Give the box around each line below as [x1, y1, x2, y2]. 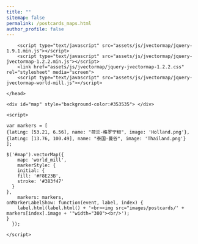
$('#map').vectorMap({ [6, 152, 64, 158]
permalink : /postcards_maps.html [6, 20, 92, 26]
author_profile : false [6, 26, 64, 32]
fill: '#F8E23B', [17, 173, 62, 179]
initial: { [17, 168, 45, 174]
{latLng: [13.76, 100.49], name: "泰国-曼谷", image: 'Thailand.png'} [6, 135, 186, 142]
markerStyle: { [17, 162, 56, 168]
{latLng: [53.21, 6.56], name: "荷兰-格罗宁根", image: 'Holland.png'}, [6, 129, 190, 135]
